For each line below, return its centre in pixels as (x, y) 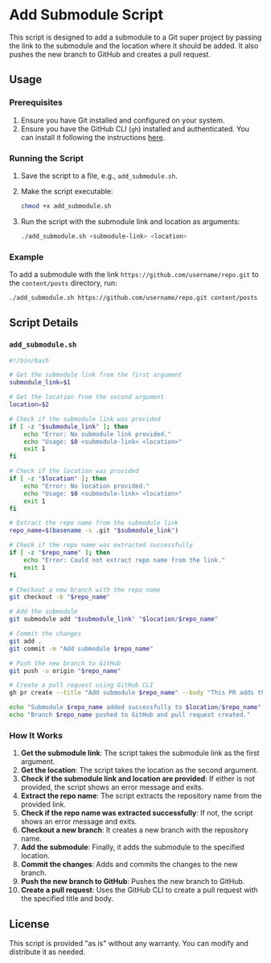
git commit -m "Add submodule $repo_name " (81, 649)
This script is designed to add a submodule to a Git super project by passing (135, 37)
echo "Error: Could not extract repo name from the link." (125, 560)
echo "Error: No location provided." (87, 486)
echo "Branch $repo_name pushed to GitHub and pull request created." (130, 715)
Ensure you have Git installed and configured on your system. (123, 120)
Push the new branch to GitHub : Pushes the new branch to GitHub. (133, 882)
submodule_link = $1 (40, 383)
